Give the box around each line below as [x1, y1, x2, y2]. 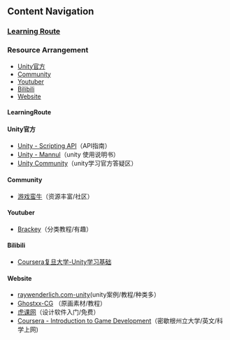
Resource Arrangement [7, 45, 89, 55]
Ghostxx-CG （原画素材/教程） [17, 300, 106, 308]
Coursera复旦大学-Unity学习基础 [17, 258, 112, 266]
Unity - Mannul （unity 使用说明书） [17, 150, 120, 159]
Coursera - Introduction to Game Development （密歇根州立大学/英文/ [17, 317, 217, 325]
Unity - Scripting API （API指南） [17, 142, 111, 150]
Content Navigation [7, 6, 94, 17]
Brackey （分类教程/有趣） [17, 225, 93, 233]
